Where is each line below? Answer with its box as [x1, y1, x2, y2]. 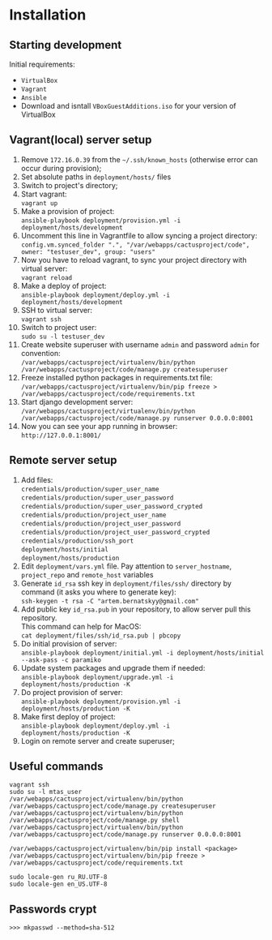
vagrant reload [20, 273, 73, 281]
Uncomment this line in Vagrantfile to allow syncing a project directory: [20, 230, 257, 240]
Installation [9, 6, 87, 24]
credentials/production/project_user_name [20, 511, 167, 519]
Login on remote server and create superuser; [20, 736, 175, 745]
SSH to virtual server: [20, 305, 92, 315]
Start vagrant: [20, 189, 67, 199]
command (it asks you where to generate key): [20, 586, 176, 597]
